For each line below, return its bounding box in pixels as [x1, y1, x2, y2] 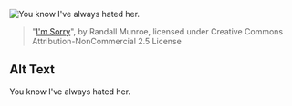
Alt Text [9, 62, 55, 77]
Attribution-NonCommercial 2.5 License [31, 36, 182, 46]
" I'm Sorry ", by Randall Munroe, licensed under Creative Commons [31, 26, 284, 36]
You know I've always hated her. [9, 86, 130, 97]
